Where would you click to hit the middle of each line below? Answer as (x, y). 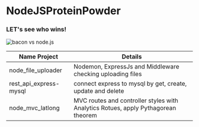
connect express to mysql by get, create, (130, 84)
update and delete (99, 91)
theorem (85, 115)
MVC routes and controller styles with (126, 100)
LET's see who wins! (36, 30)
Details (132, 57)
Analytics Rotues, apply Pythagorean (125, 108)
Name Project (38, 57)
